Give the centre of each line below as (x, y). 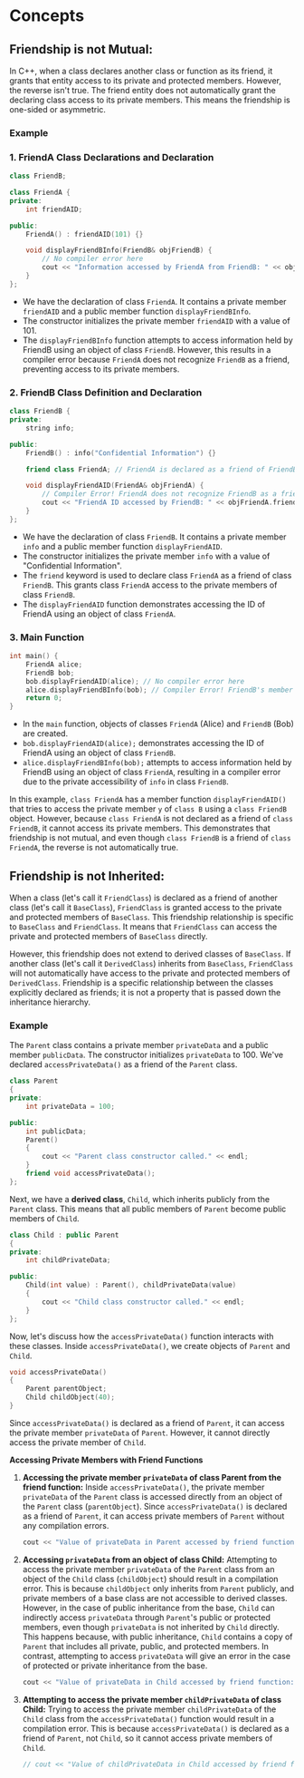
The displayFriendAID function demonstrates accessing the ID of (144, 604)
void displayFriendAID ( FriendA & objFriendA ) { (115, 486)
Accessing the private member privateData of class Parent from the (152, 1477)
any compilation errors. (66, 1525)
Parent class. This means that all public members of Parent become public (148, 1209)
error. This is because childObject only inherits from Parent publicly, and (158, 1589)
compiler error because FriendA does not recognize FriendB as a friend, (156, 359)
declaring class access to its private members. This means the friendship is (150, 100)
